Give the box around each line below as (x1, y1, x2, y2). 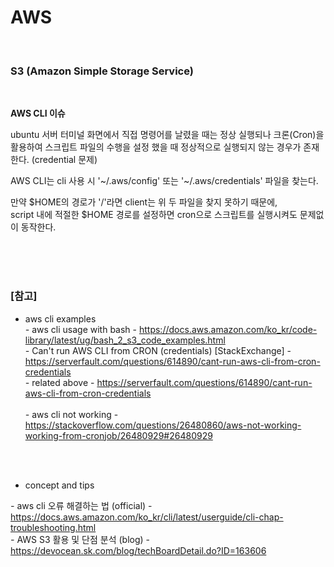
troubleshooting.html (10, 521, 97, 533)
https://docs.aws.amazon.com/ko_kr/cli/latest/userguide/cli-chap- (10, 511, 284, 523)
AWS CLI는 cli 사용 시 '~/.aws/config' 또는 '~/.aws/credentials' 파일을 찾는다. (10, 175, 319, 187)
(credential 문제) (31, 154, 98, 166)
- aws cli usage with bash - (24, 323, 138, 335)
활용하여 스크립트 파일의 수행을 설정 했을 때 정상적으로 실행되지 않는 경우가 (10, 141, 302, 153)
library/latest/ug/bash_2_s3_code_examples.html (24, 334, 226, 346)
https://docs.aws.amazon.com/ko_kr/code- (138, 323, 318, 335)
